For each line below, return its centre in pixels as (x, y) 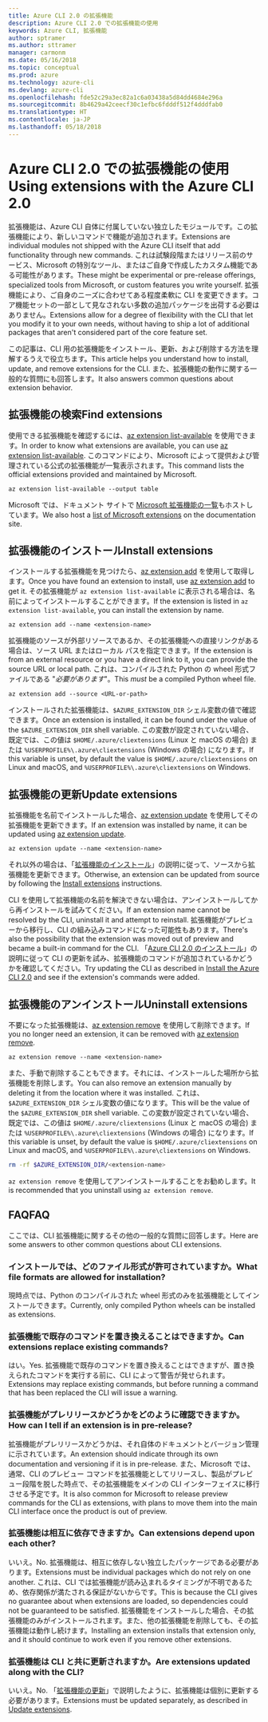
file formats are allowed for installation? (87, 1277)
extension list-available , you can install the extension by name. (116, 610)
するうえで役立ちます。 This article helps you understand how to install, (132, 358)
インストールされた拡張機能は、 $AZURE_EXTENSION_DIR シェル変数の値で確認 (132, 710)
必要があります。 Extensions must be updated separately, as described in (128, 1700)
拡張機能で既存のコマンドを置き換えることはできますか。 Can (126, 1336)
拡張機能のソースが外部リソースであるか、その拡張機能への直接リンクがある (134, 641)
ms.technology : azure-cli (51, 82)
